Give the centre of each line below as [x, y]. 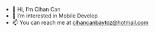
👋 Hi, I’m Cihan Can [36, 9]
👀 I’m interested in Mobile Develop [55, 16]
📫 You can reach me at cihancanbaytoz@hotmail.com [80, 22]
